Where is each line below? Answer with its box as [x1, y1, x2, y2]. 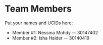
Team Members [5, 3, 72, 15]
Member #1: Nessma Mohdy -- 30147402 [12, 29, 98, 35]
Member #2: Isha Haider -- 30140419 [12, 35, 90, 41]
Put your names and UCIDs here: [5, 20, 73, 26]
